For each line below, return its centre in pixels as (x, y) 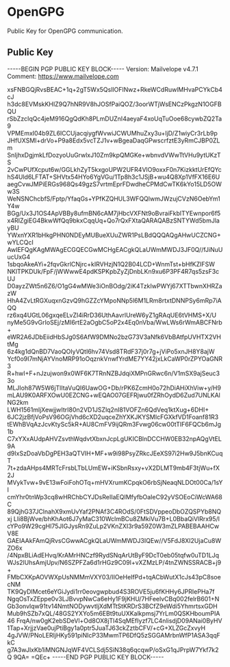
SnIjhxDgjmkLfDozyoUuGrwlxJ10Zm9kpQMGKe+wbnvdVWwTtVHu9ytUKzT (114, 155)
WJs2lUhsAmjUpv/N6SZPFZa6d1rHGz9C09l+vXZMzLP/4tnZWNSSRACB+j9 (114, 562)
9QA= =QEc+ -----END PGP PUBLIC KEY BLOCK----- (89, 657)
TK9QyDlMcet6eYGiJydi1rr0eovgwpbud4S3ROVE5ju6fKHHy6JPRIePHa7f (111, 591)
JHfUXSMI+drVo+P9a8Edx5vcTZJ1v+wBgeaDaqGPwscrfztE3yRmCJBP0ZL (114, 140)
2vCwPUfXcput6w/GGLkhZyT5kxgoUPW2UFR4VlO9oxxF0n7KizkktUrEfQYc (115, 169)
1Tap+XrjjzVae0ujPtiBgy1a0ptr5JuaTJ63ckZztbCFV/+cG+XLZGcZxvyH (106, 628)
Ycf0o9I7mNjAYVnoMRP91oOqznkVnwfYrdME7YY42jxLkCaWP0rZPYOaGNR (115, 358)
